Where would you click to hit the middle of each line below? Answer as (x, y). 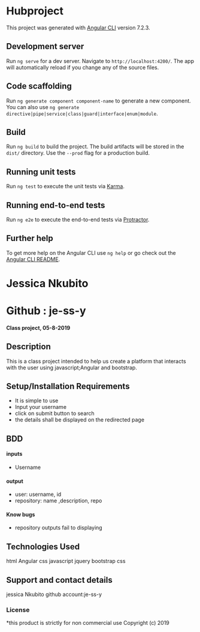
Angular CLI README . (33, 259)
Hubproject (35, 11)
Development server (45, 46)
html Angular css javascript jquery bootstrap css (66, 561)
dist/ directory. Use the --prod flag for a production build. (78, 153)
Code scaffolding (39, 86)
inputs (14, 454)
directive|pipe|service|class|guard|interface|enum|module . (82, 113)
